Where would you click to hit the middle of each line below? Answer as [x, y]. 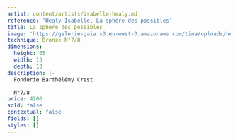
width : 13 [28, 60]
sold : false [25, 106]
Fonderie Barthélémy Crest [53, 80]
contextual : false [34, 112]
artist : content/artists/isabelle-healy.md [73, 14]
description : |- [31, 73]
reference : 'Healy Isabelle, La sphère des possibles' [90, 21]
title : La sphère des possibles [55, 27]
